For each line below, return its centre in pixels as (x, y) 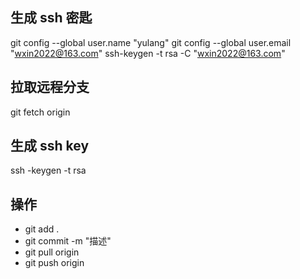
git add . (42, 229)
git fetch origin (40, 112)
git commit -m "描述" (68, 241)
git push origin (54, 263)
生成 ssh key (50, 146)
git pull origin (52, 252)
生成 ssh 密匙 (51, 18)
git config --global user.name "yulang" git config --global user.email (151, 42)
